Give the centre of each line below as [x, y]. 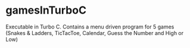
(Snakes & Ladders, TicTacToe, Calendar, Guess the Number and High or [95, 33]
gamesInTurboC [46, 10]
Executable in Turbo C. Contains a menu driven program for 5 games [90, 27]
